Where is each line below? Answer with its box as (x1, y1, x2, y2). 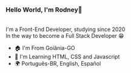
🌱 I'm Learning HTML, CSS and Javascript (14, 53, 120, 60)
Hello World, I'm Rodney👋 (5, 5, 82, 14)
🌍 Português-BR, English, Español (14, 60, 101, 68)
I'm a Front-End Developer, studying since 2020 (5, 26, 126, 33)
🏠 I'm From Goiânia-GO (14, 44, 75, 52)
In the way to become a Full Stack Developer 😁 (5, 32, 124, 40)
